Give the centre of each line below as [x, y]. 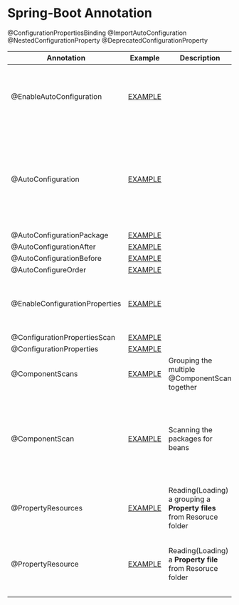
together [183, 387]
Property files [192, 508]
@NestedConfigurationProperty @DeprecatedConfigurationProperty [108, 40]
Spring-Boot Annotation [80, 13]
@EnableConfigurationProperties [66, 304]
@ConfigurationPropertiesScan [63, 337]
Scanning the [191, 429]
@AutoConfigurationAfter [53, 247]
